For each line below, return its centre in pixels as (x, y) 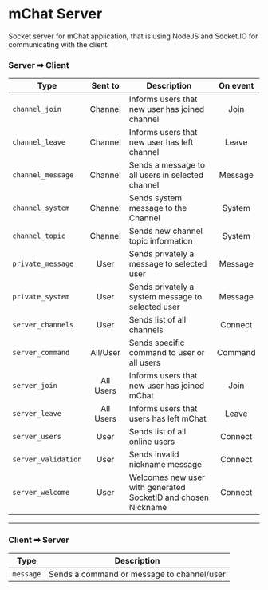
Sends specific (157, 343)
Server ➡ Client (39, 65)
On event (236, 86)
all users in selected (166, 175)
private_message (43, 264)
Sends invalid (154, 454)
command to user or (167, 353)
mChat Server (55, 14)
